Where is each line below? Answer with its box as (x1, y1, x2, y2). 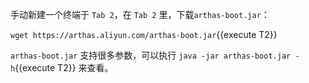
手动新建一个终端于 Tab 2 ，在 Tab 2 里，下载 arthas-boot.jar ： (10, 9, 270, 20)
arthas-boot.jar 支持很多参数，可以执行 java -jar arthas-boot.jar (10, 49, 292, 61)
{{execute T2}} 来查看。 (14, 62, 114, 73)
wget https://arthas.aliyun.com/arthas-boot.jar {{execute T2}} (10, 29, 278, 40)
